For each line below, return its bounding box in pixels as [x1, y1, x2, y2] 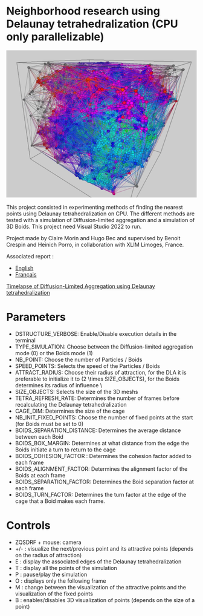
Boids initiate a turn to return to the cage [14, 446, 116, 453]
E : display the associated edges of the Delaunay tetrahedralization [14, 558, 182, 565]
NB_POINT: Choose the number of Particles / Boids [14, 356, 143, 364]
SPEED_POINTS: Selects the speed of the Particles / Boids [14, 362, 160, 370]
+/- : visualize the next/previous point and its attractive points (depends [14, 545, 193, 552]
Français [14, 271, 37, 278]
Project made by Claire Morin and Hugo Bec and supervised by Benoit [6, 235, 181, 242]
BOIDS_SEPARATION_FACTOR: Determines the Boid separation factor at [14, 478, 195, 485]
